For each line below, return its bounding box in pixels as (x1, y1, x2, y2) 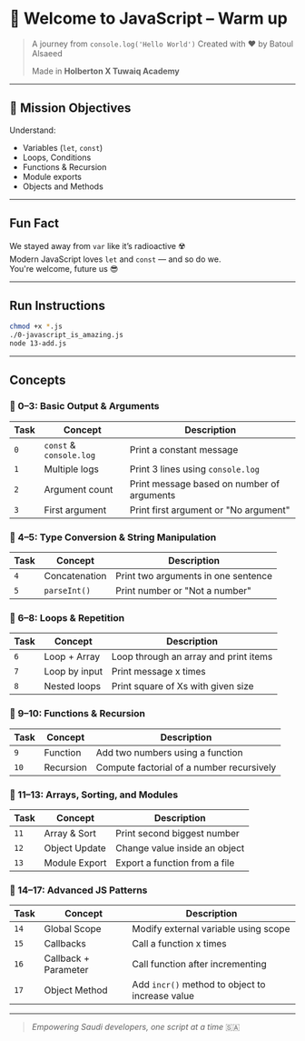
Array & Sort (44, 826, 97, 839)
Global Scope (44, 923, 102, 936)
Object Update (44, 841, 106, 854)
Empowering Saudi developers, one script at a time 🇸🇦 (31, 1022, 241, 1033)
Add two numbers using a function (95, 746, 243, 758)
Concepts (9, 373, 66, 388)
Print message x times (111, 666, 206, 678)
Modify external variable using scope (132, 923, 290, 936)
